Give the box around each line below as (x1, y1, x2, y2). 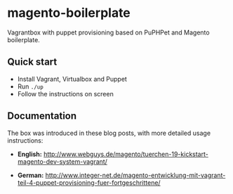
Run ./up (17, 82, 44, 91)
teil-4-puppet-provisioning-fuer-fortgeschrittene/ (17, 178, 161, 187)
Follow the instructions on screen (17, 89, 114, 98)
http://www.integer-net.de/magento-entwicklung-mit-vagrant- (45, 171, 226, 179)
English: (17, 150, 42, 158)
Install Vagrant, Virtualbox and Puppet (17, 75, 128, 83)
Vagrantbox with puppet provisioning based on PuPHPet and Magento (7, 28, 210, 37)
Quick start (7, 56, 58, 68)
